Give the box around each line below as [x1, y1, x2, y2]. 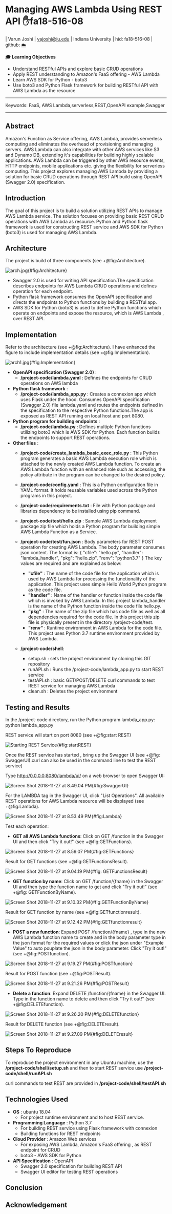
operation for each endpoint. [12, 288, 73, 295]
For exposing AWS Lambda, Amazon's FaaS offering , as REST [20, 1141, 152, 1147]
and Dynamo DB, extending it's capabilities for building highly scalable [5, 152, 154, 158]
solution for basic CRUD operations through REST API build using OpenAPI [5, 173, 163, 180]
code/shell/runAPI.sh [5, 1070, 52, 1076]
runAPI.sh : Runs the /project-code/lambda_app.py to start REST [28, 666, 164, 673]
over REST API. [12, 316, 45, 322]
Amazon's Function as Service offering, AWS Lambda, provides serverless [5, 135, 162, 141]
